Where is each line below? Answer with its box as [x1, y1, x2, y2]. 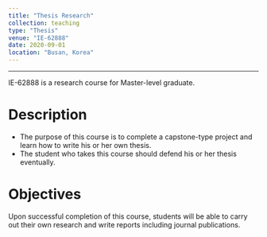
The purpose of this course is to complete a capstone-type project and [19, 132, 253, 142]
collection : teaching [8, 19, 80, 27]
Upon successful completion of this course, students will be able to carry [8, 212, 248, 221]
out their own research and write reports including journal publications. [8, 220, 241, 229]
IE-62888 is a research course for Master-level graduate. [8, 78, 195, 87]
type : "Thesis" [8, 26, 59, 34]
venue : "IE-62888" [8, 33, 69, 42]
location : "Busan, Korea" [8, 49, 94, 56]
